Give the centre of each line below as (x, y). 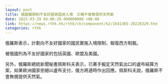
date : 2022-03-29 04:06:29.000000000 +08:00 (52, 19)
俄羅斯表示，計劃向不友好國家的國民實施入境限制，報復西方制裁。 (73, 43)
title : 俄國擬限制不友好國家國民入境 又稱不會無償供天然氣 (59, 14)
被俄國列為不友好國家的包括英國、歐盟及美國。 (53, 54)
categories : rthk (23, 28)
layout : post (19, 10)
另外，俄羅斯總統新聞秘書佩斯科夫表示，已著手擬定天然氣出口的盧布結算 (79, 64)
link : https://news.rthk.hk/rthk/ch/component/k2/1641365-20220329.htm (81, 24)
